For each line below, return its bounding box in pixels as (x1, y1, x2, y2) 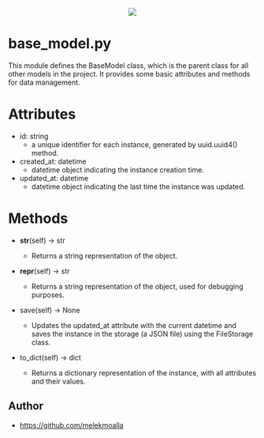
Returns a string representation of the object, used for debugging (31, 281, 244, 291)
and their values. (31, 376, 86, 386)
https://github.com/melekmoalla (19, 420, 124, 430)
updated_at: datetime (19, 173, 89, 183)
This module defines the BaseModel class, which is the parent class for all (8, 60, 249, 70)
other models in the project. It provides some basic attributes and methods (8, 69, 251, 78)
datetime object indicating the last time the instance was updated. (31, 182, 246, 191)
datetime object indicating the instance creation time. (31, 164, 205, 174)
